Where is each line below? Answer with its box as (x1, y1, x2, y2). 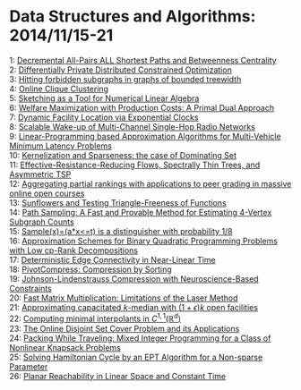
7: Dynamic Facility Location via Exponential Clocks (9, 112, 199, 123)
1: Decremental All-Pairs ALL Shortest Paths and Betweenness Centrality (9, 55, 277, 65)
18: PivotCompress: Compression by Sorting (9, 264, 172, 275)
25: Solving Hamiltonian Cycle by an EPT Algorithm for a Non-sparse (9, 352, 263, 362)
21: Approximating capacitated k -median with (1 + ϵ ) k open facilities (9, 301, 258, 312)
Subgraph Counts (9, 216, 74, 227)
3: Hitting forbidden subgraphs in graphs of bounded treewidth (9, 73, 242, 84)
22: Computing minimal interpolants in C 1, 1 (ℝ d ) (9, 311, 182, 324)
